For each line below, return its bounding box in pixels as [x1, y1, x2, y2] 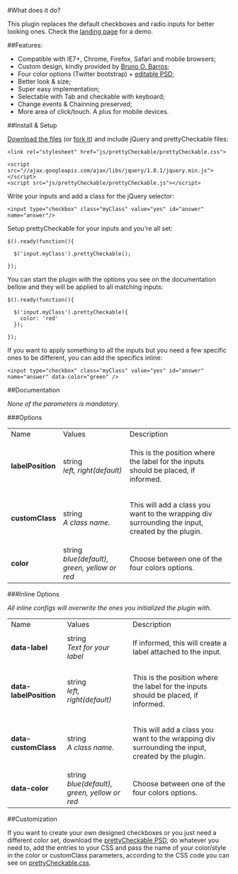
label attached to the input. [132, 647, 222, 657]
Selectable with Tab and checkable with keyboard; [17, 92, 165, 101]
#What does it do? [7, 6, 61, 14]
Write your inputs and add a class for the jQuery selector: [7, 192, 175, 200]
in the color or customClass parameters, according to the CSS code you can [7, 851, 230, 859]
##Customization [7, 815, 58, 823]
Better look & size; [17, 77, 71, 86]
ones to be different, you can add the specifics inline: [7, 353, 163, 362]
